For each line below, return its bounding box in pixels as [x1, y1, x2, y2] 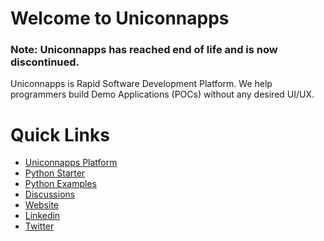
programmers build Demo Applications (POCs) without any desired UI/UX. [10, 88, 315, 101]
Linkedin [24, 210, 61, 222]
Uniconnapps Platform [24, 157, 118, 169]
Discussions [24, 188, 76, 201]
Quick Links [10, 123, 110, 146]
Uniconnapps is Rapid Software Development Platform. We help [10, 78, 273, 90]
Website [24, 199, 60, 211]
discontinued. [10, 55, 80, 69]
